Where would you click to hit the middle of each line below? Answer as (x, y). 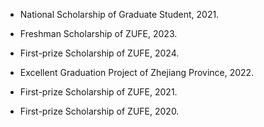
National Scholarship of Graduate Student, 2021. (119, 14)
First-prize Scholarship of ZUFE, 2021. (98, 92)
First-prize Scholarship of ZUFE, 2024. (99, 53)
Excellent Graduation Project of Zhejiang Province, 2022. (137, 72)
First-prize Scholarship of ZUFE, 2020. (99, 111)
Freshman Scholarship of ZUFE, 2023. (98, 33)
